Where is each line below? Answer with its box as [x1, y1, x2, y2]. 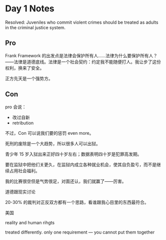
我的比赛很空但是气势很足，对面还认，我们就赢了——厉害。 [5, 178, 126, 184]
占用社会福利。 [9, 167, 40, 173]
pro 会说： [5, 104, 26, 110]
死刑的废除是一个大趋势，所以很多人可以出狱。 [5, 140, 100, 146]
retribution [12, 120, 34, 126]
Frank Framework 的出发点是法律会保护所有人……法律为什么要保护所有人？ [5, 52, 158, 58]
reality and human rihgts [5, 219, 55, 225]
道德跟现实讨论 [5, 189, 36, 195]
